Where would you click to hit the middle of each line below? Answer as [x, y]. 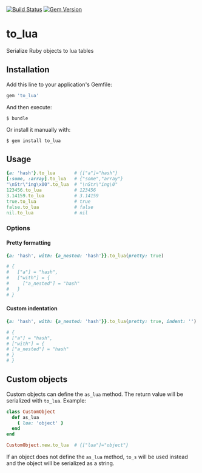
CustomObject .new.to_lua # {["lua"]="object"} [68, 445]
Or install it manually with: [39, 129]
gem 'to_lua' [23, 95]
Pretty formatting [29, 242]
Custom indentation [32, 308]
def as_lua [25, 417]
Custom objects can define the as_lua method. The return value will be [95, 394]
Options [18, 228]
